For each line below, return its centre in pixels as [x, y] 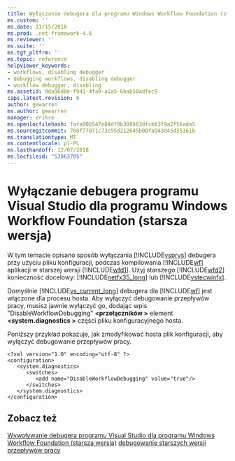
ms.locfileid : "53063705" [45, 157]
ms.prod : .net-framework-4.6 [50, 33]
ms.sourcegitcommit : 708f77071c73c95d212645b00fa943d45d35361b [101, 131]
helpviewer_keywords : [39, 66]
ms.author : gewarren [37, 111]
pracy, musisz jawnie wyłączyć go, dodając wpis [77, 305]
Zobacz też [32, 419]
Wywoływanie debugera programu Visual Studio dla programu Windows [111, 435]
